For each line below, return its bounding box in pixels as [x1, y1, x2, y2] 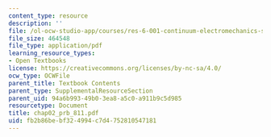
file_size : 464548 [8, 34, 70, 43]
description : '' [8, 19, 63, 27]
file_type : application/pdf [8, 42, 103, 50]
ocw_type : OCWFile [8, 72, 70, 80]
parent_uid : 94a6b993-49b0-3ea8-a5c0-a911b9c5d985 [8, 94, 182, 102]
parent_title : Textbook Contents [8, 79, 121, 87]
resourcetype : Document [8, 102, 89, 110]
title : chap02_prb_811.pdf [8, 110, 99, 118]
